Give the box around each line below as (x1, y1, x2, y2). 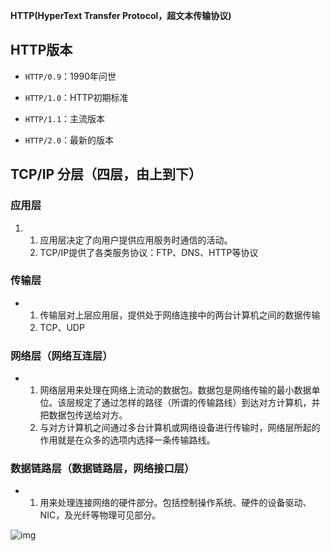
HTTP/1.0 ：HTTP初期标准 (24, 91, 129, 103)
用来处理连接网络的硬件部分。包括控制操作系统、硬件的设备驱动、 (39, 497, 312, 509)
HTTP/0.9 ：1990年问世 (24, 70, 117, 82)
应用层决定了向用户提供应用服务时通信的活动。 (39, 234, 233, 246)
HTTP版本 (10, 42, 73, 59)
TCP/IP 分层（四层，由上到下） (10, 166, 203, 183)
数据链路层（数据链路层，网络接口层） (10, 462, 195, 476)
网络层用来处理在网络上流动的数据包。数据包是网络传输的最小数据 (39, 384, 312, 396)
